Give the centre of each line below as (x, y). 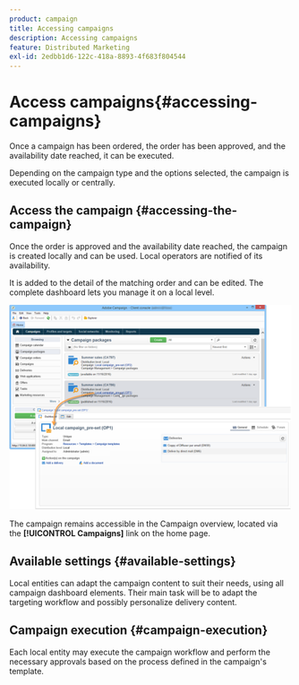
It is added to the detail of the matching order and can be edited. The (137, 282)
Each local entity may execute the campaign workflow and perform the (140, 652)
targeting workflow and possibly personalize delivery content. (123, 602)
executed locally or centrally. (63, 183)
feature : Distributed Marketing (69, 48)
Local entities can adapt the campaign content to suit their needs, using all (147, 583)
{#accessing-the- (187, 211)
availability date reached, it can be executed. (92, 156)
